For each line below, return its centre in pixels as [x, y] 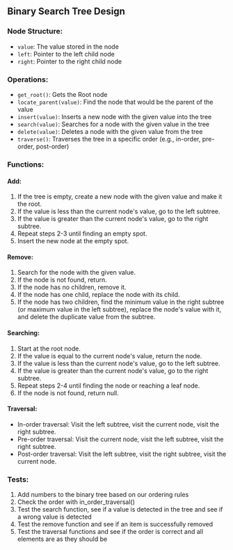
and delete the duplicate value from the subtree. [86, 317]
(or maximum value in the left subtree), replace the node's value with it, [119, 310]
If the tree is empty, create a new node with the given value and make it [120, 197]
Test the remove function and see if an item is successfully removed [115, 524]
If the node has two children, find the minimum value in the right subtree [121, 302]
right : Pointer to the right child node [70, 61]
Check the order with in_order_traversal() [76, 502]
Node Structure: [35, 31]
